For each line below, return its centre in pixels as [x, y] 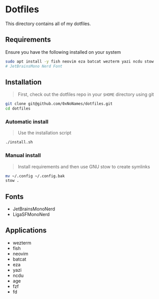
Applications [26, 231]
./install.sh [19, 142]
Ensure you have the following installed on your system [63, 52]
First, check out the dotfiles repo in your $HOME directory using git [86, 94]
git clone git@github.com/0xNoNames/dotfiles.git [59, 104]
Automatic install [27, 121]
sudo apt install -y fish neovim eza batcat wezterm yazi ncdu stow [79, 61]
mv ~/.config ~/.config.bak [35, 176]
